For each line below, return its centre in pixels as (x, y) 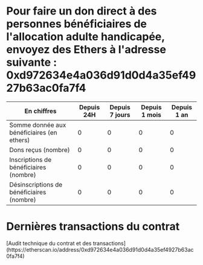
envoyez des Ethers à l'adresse (86, 50)
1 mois (151, 115)
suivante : (32, 62)
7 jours (120, 115)
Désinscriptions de (36, 184)
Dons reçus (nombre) (40, 150)
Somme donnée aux (38, 125)
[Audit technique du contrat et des (49, 243)
